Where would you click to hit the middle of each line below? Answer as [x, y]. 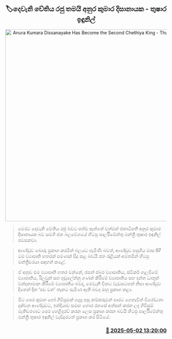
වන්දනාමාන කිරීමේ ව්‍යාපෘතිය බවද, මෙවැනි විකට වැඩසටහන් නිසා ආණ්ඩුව [89, 283]
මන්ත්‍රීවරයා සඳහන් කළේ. [42, 262]
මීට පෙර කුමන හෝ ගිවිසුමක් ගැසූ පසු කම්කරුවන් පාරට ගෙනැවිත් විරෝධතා [91, 300]
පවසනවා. [27, 240]
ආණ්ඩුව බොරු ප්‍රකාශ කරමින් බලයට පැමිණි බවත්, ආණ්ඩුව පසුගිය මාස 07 [89, 250]
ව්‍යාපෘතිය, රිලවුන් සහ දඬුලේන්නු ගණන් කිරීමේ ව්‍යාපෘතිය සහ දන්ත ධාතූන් [89, 278]
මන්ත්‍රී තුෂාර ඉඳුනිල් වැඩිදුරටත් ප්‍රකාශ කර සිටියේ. [64, 316]
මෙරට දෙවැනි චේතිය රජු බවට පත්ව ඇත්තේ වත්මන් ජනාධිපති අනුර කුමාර [89, 228]
